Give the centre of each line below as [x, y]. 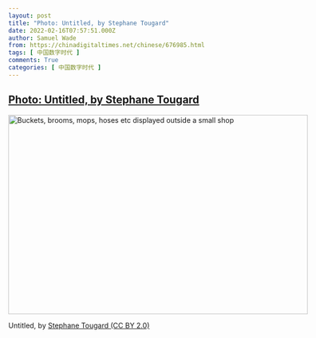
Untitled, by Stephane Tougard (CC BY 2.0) [79, 325]
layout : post [30, 16]
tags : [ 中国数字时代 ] [44, 53]
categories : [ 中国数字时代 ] [55, 68]
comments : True [34, 61]
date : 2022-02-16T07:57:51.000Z [62, 30]
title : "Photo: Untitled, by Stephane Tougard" [89, 23]
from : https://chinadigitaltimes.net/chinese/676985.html [107, 45]
